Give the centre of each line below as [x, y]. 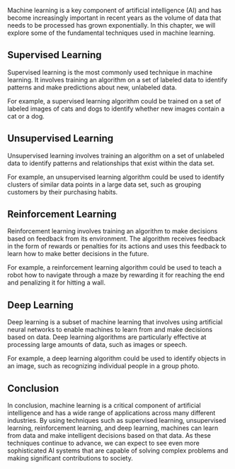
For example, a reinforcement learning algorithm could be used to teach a [114, 267]
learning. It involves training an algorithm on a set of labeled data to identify [117, 79]
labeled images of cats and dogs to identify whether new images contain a [116, 109]
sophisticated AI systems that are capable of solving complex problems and [118, 451]
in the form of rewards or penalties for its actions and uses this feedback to [117, 246]
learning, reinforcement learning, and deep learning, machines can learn [113, 428]
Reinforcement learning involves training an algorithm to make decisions [113, 231]
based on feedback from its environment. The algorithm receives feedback [116, 239]
